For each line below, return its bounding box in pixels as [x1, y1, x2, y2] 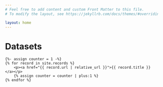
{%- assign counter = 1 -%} [5, 57, 62, 62]
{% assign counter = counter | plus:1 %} [14, 74, 98, 78]
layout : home [5, 20, 32, 25]
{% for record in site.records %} [5, 61, 75, 66]
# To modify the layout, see [5, 12, 64, 16]
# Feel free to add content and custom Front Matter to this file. [5, 7, 145, 12]
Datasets [5, 41, 42, 52]
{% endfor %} [5, 78, 32, 83]
